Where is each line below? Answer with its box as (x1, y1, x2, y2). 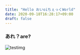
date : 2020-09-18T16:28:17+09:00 (5, 12, 74, 17)
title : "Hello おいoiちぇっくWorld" (5, 7, 76, 12)
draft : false (5, 16, 32, 21)
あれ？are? (5, 33, 31, 40)
